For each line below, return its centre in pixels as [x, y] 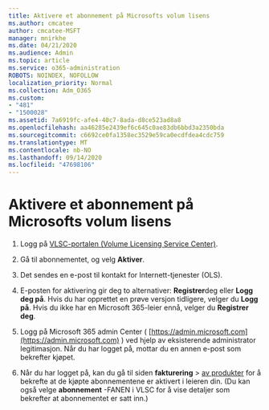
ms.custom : [26, 98]
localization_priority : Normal [61, 83]
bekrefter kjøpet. [47, 357]
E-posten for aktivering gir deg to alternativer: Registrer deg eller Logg [137, 290]
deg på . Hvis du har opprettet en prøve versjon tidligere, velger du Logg [139, 299]
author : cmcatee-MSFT [45, 30]
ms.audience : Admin [41, 53]
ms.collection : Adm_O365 [50, 90]
